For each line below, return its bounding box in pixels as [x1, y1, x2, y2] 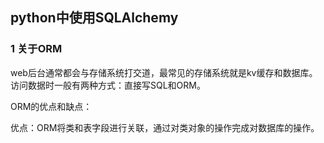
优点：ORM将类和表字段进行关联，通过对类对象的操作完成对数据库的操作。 [10, 121, 320, 133]
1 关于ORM [10, 42, 63, 56]
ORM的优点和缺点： [10, 100, 93, 112]
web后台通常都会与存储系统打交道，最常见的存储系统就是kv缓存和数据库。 [10, 66, 318, 78]
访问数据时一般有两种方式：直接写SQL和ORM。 [10, 79, 206, 91]
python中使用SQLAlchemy [10, 9, 179, 27]
